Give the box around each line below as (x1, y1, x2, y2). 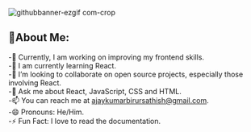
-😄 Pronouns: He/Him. (8, 107, 85, 117)
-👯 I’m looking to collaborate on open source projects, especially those (8, 69, 244, 79)
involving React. (8, 77, 62, 88)
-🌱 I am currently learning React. (8, 60, 117, 70)
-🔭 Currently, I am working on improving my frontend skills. (8, 52, 204, 62)
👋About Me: (8, 31, 70, 44)
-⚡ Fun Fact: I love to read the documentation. (8, 116, 161, 126)
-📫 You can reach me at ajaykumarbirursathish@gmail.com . (8, 95, 209, 105)
